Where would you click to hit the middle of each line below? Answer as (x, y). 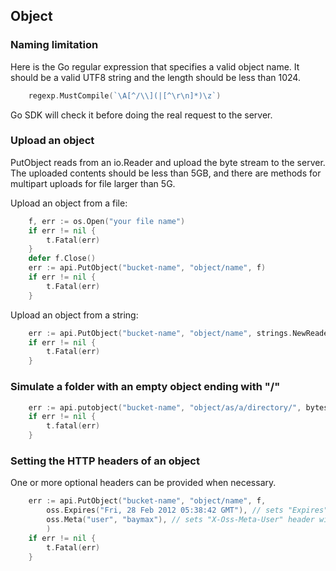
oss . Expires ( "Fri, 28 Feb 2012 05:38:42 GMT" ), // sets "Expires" (187, 510)
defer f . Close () (62, 259)
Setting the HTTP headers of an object (105, 461)
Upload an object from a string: (74, 315)
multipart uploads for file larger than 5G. (93, 183)
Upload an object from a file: (69, 203)
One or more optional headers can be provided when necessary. (143, 483)
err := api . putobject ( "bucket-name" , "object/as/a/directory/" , (165, 407)
